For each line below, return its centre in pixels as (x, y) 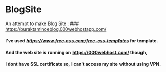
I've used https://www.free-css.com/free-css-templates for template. (82, 41)
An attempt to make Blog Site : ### (42, 23)
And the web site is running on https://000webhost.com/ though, (76, 53)
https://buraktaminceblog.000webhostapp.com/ (56, 29)
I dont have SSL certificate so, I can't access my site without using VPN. (83, 64)
